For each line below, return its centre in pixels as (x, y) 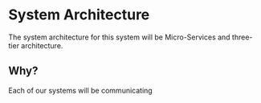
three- (242, 37)
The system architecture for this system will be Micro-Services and (119, 37)
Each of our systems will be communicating (80, 90)
